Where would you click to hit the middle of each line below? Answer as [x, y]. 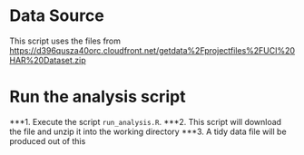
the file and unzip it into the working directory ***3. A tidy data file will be [148, 131]
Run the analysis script [98, 97]
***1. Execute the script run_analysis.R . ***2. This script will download [146, 121]
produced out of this [48, 140]
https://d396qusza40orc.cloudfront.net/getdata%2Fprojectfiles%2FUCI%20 [152, 50]
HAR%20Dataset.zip [48, 60]
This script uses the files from [65, 41]
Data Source [57, 16]
